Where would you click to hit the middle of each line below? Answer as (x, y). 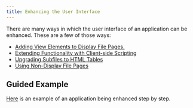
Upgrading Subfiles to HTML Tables (59, 59)
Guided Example (37, 84)
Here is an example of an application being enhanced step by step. (88, 98)
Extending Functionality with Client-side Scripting (76, 53)
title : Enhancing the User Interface (53, 12)
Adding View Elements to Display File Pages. (70, 47)
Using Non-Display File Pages (51, 66)
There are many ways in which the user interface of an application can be (97, 29)
